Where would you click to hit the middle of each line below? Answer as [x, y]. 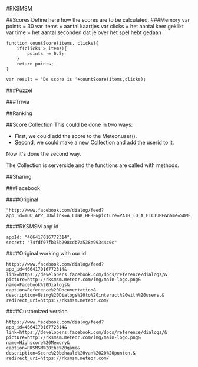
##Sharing [19, 177]
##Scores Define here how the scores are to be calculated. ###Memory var [98, 20]
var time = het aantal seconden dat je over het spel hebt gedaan [84, 32]
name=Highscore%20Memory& [38, 343]
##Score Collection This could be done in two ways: [70, 124]
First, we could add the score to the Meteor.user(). [76, 136]
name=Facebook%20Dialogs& [38, 285]
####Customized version [37, 311]
